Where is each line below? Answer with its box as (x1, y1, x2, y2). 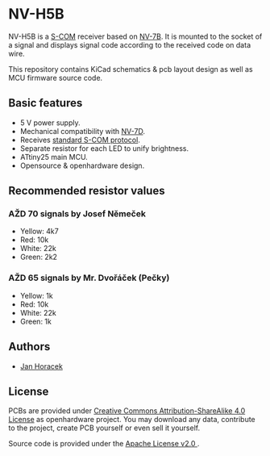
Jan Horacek (19, 361, 63, 371)
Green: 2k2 (19, 252, 58, 262)
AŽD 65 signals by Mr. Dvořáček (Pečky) (8, 272, 170, 283)
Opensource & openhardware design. (19, 161, 145, 170)
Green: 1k (19, 316, 52, 326)
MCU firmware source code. (8, 73, 103, 82)
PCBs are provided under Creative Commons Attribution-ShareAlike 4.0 (8, 406, 246, 416)
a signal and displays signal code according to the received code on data (8, 40, 251, 49)
